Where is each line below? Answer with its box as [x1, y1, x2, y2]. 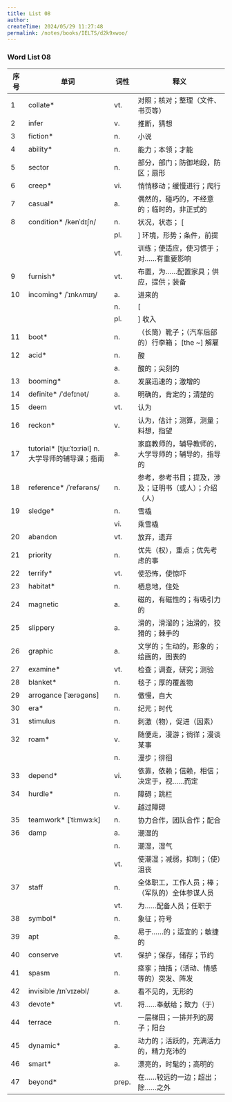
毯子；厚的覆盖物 [137, 678, 193, 687]
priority [28, 550, 52, 559]
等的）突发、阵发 [137, 973, 193, 983]
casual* [28, 199, 55, 208]
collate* [28, 100, 55, 109]
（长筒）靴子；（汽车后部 [137, 327, 217, 336]
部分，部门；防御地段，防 [137, 157, 221, 167]
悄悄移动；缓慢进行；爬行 [137, 181, 221, 190]
